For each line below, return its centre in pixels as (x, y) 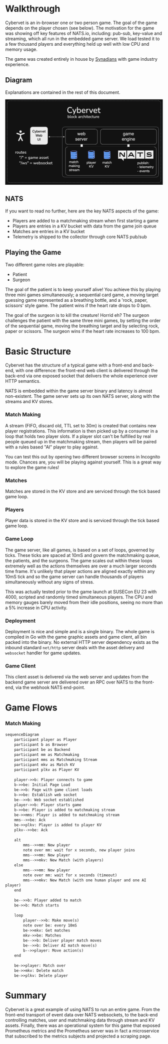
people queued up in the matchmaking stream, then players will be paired (81, 441)
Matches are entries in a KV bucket (48, 231)
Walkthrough (33, 9)
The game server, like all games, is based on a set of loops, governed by (80, 550)
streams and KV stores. (29, 402)
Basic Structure (38, 351)
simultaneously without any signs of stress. (50, 582)
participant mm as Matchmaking (47, 755)
